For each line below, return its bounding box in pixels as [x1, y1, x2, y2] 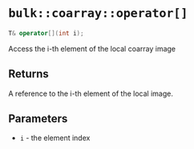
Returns [8, 67, 50, 81]
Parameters [8, 112, 68, 126]
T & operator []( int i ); [8, 29, 84, 37]
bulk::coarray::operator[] [8, 6, 188, 21]
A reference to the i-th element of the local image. [8, 89, 174, 98]
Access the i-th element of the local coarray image [8, 43, 176, 53]
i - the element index [19, 133, 91, 143]
